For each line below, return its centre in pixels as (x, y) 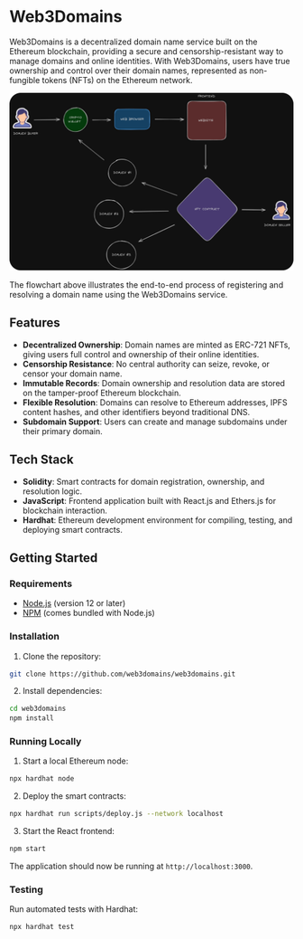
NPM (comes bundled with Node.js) (88, 613)
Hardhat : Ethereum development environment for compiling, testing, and (157, 520)
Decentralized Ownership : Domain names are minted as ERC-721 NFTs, (156, 345)
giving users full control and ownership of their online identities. (141, 354)
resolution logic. (52, 491)
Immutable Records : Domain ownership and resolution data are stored (154, 383)
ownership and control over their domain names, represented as (129, 71)
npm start (28, 849)
